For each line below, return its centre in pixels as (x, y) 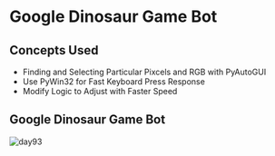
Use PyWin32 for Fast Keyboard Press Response (114, 82)
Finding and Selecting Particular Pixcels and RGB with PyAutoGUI (144, 72)
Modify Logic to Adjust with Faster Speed (100, 91)
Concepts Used (54, 50)
